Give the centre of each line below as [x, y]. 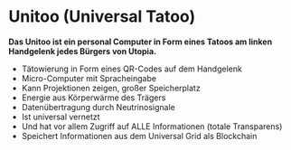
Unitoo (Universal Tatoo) [102, 17]
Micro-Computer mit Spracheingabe [89, 78]
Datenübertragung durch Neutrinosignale [98, 107]
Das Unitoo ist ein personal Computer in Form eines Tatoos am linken [141, 42]
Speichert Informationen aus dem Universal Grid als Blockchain [139, 136]
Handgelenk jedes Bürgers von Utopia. [83, 51]
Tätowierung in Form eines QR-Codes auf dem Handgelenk [132, 69]
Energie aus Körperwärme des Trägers [94, 98]
